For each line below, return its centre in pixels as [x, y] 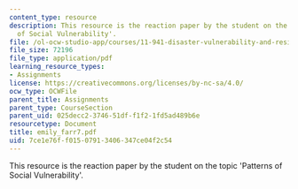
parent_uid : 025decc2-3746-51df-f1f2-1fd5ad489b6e [105, 116]
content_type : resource [53, 17]
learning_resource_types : [57, 67]
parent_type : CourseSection [61, 108]
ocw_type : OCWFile [43, 91]
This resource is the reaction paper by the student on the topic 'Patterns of [146, 165]
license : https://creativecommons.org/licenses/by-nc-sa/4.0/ [126, 83]
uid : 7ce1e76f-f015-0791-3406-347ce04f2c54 [91, 140]
